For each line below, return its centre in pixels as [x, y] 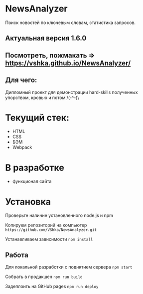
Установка [28, 202]
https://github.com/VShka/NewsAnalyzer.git [51, 230]
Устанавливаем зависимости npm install [49, 239]
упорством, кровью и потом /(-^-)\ [42, 97]
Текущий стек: [37, 117]
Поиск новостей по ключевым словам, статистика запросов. [71, 22]
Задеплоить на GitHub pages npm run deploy [52, 286]
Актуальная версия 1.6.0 [46, 38]
